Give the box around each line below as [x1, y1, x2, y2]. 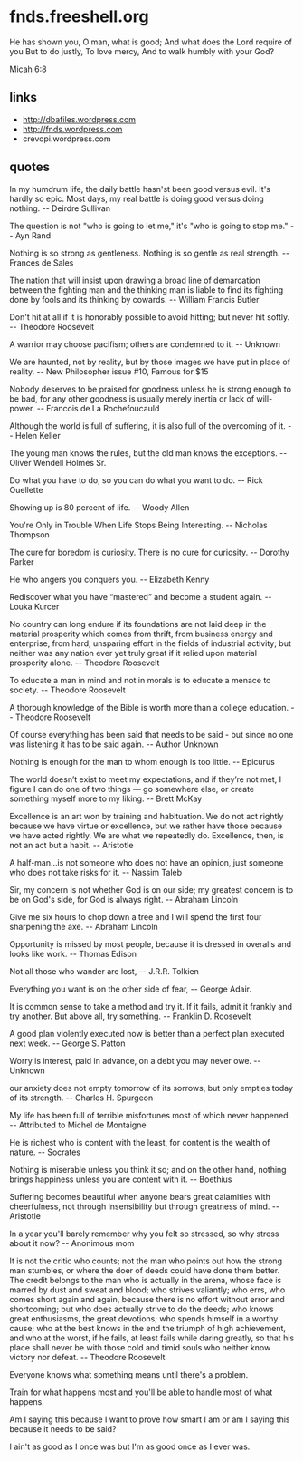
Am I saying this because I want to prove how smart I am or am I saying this [9, 1414, 290, 1425]
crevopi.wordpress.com [22, 133, 111, 144]
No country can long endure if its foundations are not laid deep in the [9, 618, 267, 629]
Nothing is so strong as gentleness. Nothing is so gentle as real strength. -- [9, 247, 290, 258]
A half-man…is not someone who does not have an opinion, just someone [9, 856, 284, 867]
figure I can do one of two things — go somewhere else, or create [9, 783, 255, 794]
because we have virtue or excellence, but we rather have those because [9, 820, 283, 831]
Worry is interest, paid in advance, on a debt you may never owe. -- [9, 1055, 261, 1066]
